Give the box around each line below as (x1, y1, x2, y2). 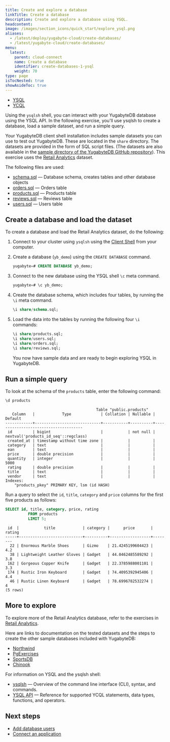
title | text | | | (7, 470, 156, 475)
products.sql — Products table (12, 190, 77, 196)
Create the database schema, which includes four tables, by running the (12, 292, 164, 298)
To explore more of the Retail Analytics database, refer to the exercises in (5, 615, 159, 621)
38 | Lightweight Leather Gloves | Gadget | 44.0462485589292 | (10, 552, 153, 557)
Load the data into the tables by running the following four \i (12, 316, 140, 323)
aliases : (5, 31, 24, 36)
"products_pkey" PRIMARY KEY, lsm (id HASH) (14, 483, 110, 488)
